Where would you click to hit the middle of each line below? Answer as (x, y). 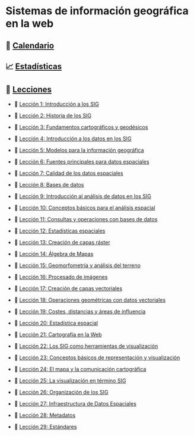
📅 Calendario (30, 46)
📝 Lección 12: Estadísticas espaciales (60, 231)
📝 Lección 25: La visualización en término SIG (70, 380)
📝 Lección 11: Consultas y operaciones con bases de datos (86, 219)
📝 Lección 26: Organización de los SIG (61, 392)
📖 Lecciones (28, 90)
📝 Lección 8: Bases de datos (49, 184)
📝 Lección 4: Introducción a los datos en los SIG (73, 139)
